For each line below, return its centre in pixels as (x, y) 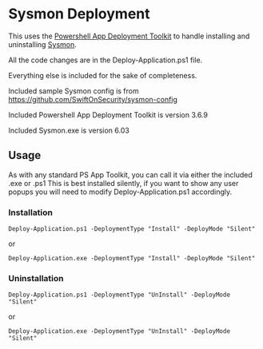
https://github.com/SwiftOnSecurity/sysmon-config (93, 99)
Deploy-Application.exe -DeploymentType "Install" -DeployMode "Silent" (132, 259)
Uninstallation (36, 278)
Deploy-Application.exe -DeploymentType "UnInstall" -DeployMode (119, 331)
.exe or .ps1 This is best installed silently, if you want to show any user (124, 183)
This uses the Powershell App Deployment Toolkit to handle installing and (129, 36)
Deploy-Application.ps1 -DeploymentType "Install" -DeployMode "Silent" (132, 229)
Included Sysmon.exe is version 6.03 (69, 130)
